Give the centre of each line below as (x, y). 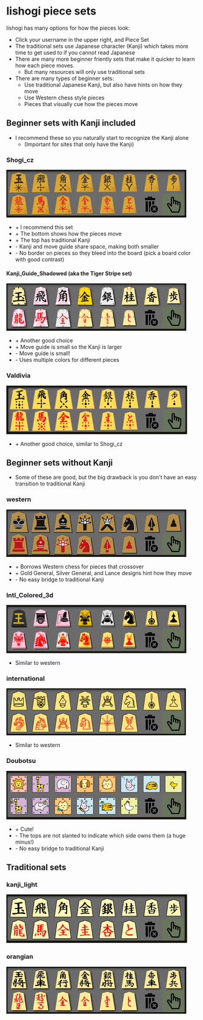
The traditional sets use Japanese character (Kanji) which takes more (102, 46)
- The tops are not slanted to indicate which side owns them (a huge (100, 835)
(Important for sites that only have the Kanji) (79, 144)
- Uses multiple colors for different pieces (67, 360)
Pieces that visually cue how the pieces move (81, 104)
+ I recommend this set (44, 227)
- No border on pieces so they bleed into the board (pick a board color (103, 253)
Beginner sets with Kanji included (71, 123)
